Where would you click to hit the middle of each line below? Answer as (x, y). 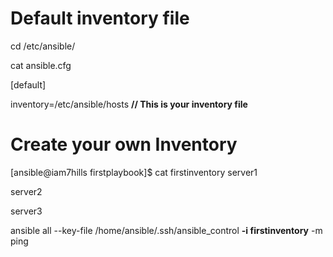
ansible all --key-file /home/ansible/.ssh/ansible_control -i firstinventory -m (166, 230)
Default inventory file (100, 18)
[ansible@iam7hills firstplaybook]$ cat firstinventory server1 (134, 172)
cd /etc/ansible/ (43, 46)
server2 (26, 191)
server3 (26, 211)
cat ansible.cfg (41, 65)
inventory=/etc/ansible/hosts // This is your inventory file (129, 104)
